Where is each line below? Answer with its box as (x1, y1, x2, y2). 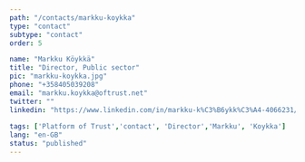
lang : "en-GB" (9, 130, 64, 140)
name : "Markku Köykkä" (9, 55, 95, 64)
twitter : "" (9, 97, 54, 106)
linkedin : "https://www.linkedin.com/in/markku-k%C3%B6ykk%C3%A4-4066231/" (9, 105, 302, 114)
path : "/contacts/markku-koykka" (9, 13, 136, 23)
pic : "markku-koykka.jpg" (9, 71, 107, 81)
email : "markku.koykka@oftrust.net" (9, 88, 148, 98)
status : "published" (9, 139, 88, 148)
